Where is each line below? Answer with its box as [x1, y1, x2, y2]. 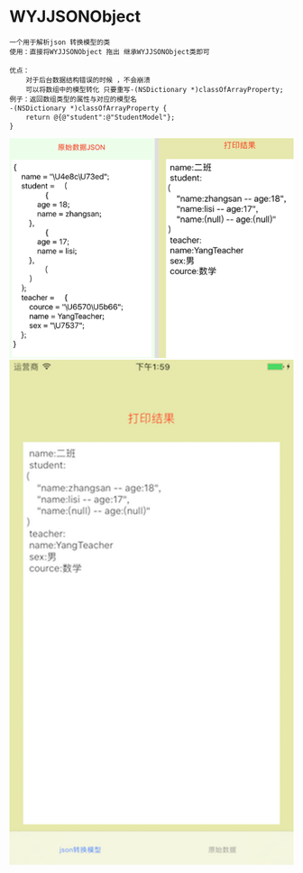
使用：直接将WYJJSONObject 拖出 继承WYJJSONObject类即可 [9, 47, 210, 56]
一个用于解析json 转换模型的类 [9, 38, 111, 47]
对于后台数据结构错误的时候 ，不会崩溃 [25, 75, 151, 85]
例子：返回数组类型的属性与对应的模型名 [9, 95, 137, 104]
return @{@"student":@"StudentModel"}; [25, 113, 176, 122]
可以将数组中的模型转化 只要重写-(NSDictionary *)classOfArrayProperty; [25, 85, 284, 94]
